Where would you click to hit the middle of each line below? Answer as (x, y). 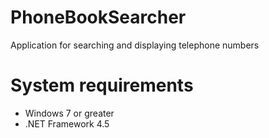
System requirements (102, 85)
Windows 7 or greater (69, 113)
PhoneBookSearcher (98, 17)
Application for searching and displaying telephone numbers (135, 45)
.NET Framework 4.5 (67, 123)
